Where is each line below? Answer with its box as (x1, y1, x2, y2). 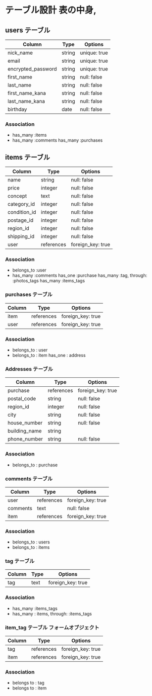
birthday (7, 106, 27, 112)
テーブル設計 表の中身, (5, 4, 97, 16)
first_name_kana (7, 90, 46, 96)
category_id (7, 201, 35, 208)
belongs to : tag (12, 680, 45, 686)
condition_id (7, 209, 36, 216)
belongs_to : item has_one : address (12, 352, 86, 358)
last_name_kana (7, 98, 46, 104)
